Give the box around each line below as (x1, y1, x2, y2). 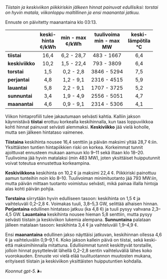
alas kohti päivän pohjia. (5, 186, 55, 192)
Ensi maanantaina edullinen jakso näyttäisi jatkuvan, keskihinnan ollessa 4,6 (5, 232, 162, 238)
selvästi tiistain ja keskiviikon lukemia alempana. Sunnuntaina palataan (5, 217, 151, 223)
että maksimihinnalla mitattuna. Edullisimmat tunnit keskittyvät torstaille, (5, 242, 153, 248)
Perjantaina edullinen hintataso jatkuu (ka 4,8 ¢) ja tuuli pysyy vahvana (5, 206, 151, 212)
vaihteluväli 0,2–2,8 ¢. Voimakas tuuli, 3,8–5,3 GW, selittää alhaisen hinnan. (5, 201, 159, 207)
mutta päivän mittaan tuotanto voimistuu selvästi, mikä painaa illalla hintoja (5, 181, 159, 186)
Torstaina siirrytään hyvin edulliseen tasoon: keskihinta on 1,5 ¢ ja (5, 196, 141, 201)
